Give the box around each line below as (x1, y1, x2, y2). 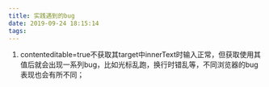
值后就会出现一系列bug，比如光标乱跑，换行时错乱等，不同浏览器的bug (19, 60, 258, 69)
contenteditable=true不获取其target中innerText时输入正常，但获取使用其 (19, 50, 261, 60)
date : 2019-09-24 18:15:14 (8, 19, 99, 27)
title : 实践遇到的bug (8, 11, 75, 20)
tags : (8, 27, 27, 35)
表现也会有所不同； (19, 70, 85, 80)
